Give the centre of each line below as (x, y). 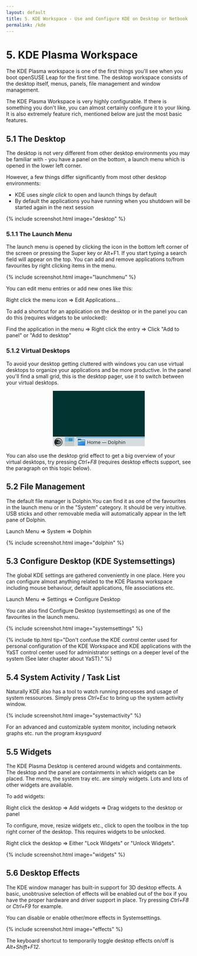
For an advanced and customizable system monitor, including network (91, 727)
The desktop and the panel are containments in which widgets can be (91, 772)
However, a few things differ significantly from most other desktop (86, 177)
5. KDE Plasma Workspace (72, 55)
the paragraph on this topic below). (49, 468)
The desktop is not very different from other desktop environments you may (98, 153)
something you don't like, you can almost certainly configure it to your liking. (99, 108)
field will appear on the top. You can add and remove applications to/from (95, 259)
